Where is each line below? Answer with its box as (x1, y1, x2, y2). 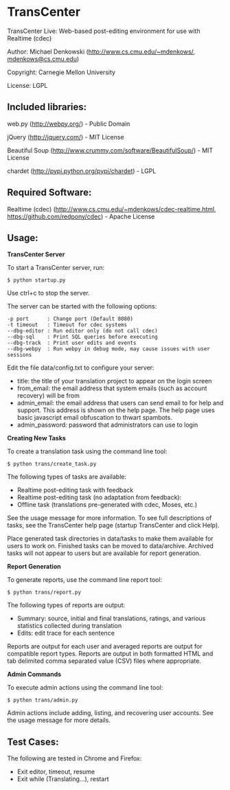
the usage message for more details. (7, 716, 111, 725)
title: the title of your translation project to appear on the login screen (16, 377, 212, 385)
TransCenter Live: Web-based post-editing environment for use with (7, 27, 200, 35)
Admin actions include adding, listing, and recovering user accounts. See (7, 709, 214, 717)
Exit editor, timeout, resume (16, 767, 95, 776)
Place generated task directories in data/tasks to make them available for (7, 534, 214, 543)
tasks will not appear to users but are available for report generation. (7, 549, 201, 557)
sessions (7, 352, 32, 359)
